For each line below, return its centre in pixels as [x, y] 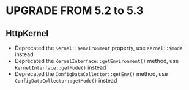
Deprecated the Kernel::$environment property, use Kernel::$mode [98, 48]
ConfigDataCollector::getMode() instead [66, 81]
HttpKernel [27, 33]
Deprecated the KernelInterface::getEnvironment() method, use [97, 61]
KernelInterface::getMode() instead [60, 67]
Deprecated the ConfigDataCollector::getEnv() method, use [91, 74]
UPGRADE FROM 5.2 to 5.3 [75, 11]
